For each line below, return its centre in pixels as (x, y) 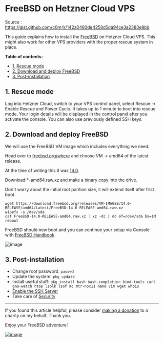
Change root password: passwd (43, 271)
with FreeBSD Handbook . (31, 235)
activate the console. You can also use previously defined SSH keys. (74, 119)
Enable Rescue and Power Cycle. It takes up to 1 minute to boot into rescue (80, 108)
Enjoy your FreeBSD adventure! (37, 325)
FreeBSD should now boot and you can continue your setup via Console (77, 230)
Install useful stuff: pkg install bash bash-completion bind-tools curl (84, 282)
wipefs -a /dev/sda (25, 212)
